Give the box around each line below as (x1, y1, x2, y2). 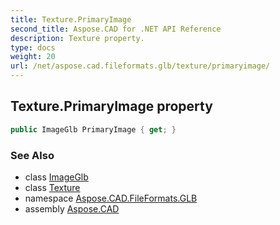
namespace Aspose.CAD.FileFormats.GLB (24, 192, 198, 204)
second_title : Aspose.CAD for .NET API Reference (10, 24, 222, 34)
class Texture (24, 181, 81, 193)
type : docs (10, 42, 56, 53)
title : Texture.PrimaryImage (10, 14, 132, 25)
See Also (10, 148, 55, 162)
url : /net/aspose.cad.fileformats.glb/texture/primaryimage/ (10, 61, 271, 71)
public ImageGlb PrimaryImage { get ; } (10, 124, 177, 135)
